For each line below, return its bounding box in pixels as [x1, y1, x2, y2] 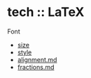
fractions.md [17, 63, 55, 71]
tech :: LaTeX [7, 4, 85, 20]
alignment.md [17, 55, 57, 63]
